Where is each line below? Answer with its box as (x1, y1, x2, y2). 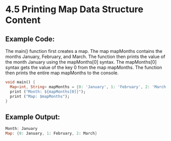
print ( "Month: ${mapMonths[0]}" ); (10, 89, 86, 94)
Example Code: (5, 35, 55, 43)
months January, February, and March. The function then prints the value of (5, 53, 165, 60)
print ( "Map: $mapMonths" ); (10, 94, 70, 99)
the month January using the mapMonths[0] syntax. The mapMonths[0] (5, 59, 157, 65)
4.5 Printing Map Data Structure (5, 4, 143, 15)
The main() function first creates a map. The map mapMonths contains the (5, 48, 163, 54)
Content (5, 14, 41, 26)
